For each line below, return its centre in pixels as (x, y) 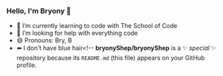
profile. (26, 65)
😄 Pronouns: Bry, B (44, 40)
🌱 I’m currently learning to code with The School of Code (97, 26)
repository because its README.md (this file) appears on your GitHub (110, 58)
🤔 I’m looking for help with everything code (77, 33)
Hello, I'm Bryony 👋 (39, 11)
